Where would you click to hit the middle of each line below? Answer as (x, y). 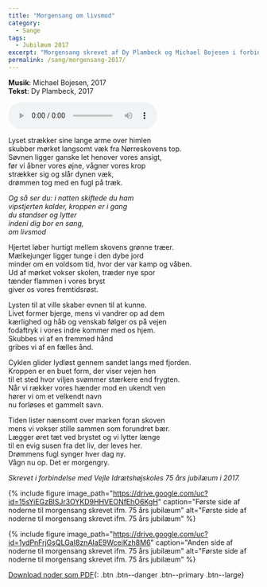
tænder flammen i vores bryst (57, 281)
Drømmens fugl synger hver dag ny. (67, 453)
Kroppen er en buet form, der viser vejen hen (82, 371)
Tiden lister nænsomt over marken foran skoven (87, 420)
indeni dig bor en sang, (46, 223)
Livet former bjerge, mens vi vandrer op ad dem (87, 313)
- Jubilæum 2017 (42, 45)
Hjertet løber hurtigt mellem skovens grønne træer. (91, 247)
